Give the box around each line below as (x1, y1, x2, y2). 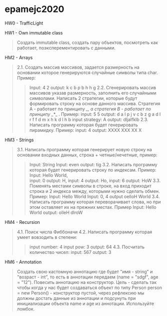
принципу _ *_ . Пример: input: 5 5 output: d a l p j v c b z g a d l (29, 111, 161, 117)
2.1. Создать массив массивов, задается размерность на (16, 64, 139, 70)
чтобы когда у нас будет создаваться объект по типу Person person (16, 284, 162, 290)
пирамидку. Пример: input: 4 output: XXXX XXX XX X (29, 127, 142, 133)
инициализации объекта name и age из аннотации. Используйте (16, 300, 154, 306)
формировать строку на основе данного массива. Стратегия (29, 100, 160, 106)
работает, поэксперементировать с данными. (16, 45, 115, 51)
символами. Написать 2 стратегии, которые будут (29, 95, 138, 101)
